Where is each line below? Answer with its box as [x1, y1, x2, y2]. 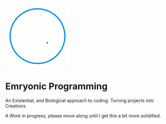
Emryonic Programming [5, 81, 108, 92]
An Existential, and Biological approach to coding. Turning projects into [5, 97, 154, 103]
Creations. [5, 103, 27, 109]
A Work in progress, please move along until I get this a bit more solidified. [5, 112, 161, 118]
